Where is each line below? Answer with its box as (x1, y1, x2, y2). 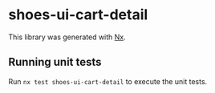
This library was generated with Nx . (8, 32, 126, 42)
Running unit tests (8, 55, 102, 69)
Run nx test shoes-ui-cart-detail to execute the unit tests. (8, 76, 208, 86)
